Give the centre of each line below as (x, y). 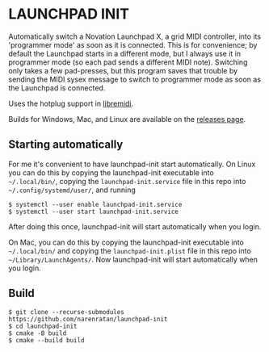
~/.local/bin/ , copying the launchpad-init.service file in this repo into (127, 181)
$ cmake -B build (38, 333)
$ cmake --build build (46, 340)
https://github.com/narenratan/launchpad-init (88, 319)
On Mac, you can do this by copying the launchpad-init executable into (126, 242)
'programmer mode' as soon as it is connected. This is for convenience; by (133, 44)
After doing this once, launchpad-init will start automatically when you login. (135, 226)
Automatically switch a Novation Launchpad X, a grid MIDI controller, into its (134, 36)
